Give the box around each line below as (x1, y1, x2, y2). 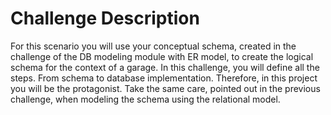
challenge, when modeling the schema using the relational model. (10, 93, 281, 105)
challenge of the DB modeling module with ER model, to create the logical (10, 50, 314, 62)
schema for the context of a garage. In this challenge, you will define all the (10, 61, 320, 73)
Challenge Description (10, 7, 200, 30)
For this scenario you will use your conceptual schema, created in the (10, 40, 297, 52)
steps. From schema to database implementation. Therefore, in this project (10, 72, 318, 84)
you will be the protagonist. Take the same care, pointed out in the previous (10, 82, 321, 94)
